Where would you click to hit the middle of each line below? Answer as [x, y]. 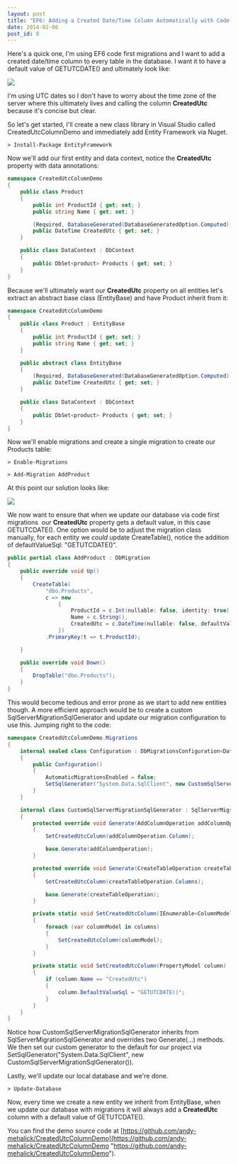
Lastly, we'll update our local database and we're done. [88, 1076]
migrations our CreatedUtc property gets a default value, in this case [109, 523]
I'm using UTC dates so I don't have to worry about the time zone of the [112, 96]
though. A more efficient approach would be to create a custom [100, 710]
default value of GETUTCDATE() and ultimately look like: [89, 69]
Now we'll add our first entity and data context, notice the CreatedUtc [109, 158]
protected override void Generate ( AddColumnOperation [114, 823]
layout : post [27, 14]
